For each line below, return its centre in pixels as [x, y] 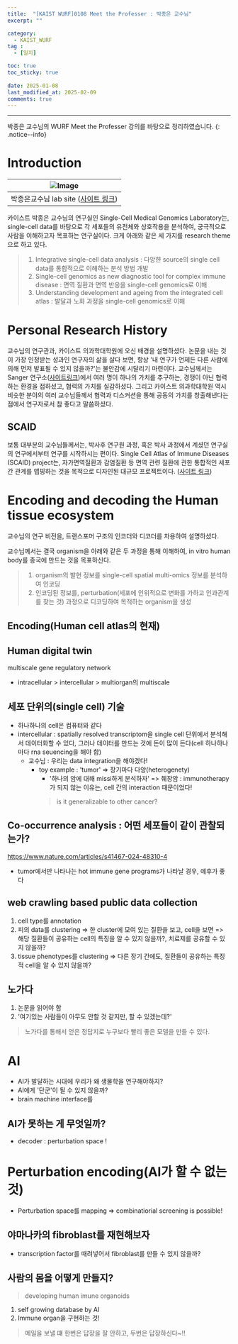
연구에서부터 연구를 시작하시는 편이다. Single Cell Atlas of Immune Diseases [122, 453]
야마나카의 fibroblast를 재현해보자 [79, 1235]
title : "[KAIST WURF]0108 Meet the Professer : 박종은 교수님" [100, 14]
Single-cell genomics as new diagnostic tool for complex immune [130, 277]
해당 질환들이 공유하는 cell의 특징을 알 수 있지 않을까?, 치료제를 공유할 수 [118, 938]
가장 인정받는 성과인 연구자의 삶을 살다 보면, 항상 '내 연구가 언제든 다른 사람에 [121, 360]
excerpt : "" [25, 21]
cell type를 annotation [49, 921]
